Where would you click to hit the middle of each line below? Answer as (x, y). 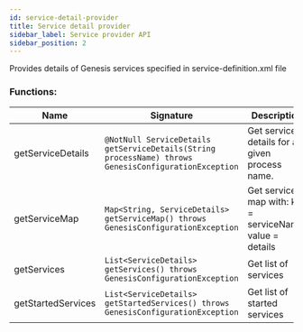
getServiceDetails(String (161, 148)
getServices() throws (151, 269)
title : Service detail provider (70, 26)
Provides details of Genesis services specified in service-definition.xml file (148, 69)
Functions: (33, 92)
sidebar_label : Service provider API (80, 34)
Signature (172, 115)
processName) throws (149, 157)
